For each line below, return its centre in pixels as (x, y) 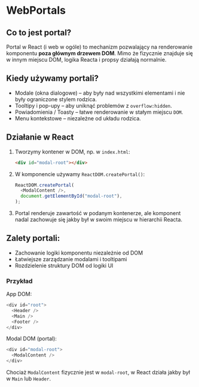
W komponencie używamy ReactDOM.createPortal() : (80, 174)
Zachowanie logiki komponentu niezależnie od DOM (79, 253)
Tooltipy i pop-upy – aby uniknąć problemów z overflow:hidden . (93, 105)
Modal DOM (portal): (31, 338)
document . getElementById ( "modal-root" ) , (71, 196)
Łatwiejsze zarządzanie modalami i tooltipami (71, 259)
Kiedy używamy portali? (52, 78)
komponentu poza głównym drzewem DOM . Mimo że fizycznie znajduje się (99, 53)
